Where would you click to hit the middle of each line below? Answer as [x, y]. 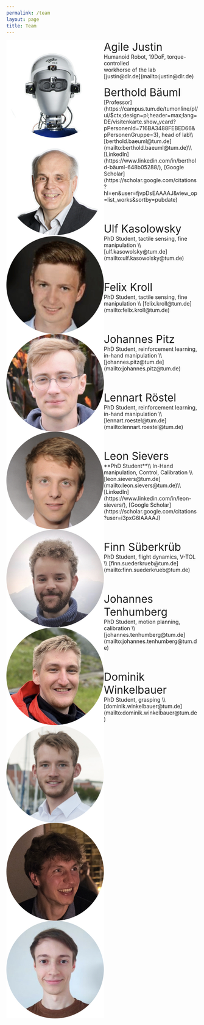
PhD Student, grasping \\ [135, 700]
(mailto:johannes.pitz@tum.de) [142, 369]
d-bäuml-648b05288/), [133, 167]
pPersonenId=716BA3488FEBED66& [149, 128]
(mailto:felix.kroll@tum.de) [137, 310]
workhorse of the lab [130, 70]
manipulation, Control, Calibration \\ [148, 472]
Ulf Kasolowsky [142, 229]
